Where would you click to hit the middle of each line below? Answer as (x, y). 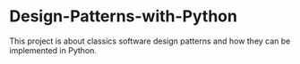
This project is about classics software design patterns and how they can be (150, 41)
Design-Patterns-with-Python (123, 16)
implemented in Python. (53, 50)
